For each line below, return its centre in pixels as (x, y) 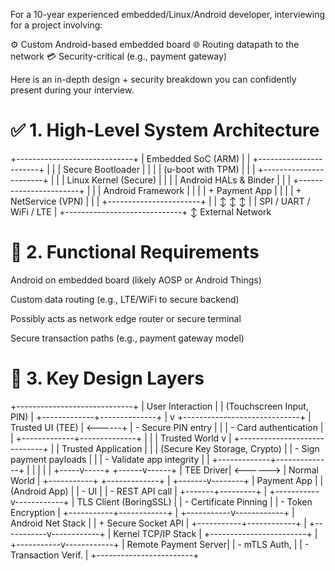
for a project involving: (56, 25)
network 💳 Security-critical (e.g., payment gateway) (118, 56)
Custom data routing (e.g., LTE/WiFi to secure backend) (125, 299)
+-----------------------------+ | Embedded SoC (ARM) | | (130, 158)
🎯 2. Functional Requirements (135, 252)
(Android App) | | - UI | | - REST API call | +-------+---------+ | (139, 491)
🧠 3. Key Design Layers (107, 378)
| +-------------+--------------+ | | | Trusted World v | (121, 438)
